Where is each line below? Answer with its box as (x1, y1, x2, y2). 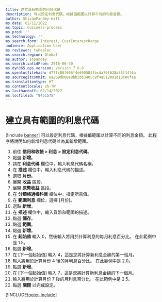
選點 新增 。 (12, 203, 35, 209)
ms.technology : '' (5, 34, 43, 39)
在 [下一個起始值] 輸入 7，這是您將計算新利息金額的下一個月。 (12, 270, 137, 276)
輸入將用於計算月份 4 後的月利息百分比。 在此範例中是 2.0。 (12, 258, 133, 264)
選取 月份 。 (12, 173, 35, 179)
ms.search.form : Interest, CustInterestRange (5, 39, 99, 44)
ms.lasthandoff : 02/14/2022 (5, 88, 63, 93)
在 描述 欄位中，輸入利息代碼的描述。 (12, 167, 88, 173)
